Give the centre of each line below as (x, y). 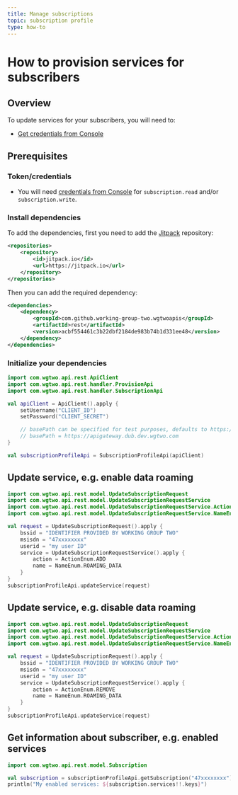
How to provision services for (96, 62)
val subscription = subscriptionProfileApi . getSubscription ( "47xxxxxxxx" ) (120, 778)
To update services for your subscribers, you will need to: (91, 120)
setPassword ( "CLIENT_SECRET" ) (65, 417)
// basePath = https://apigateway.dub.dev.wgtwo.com (100, 436)
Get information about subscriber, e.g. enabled (113, 738)
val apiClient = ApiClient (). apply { (63, 404)
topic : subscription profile (50, 21)
